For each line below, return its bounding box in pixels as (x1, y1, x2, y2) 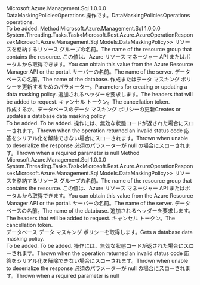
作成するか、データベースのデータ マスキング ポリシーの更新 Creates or (6, 106, 181, 113)
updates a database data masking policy (6, 113, 106, 119)
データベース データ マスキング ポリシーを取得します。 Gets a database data (6, 229, 193, 235)
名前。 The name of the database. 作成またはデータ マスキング (26, 76, 180, 83)
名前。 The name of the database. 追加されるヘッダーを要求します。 (26, 207, 194, 214)
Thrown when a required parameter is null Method (16, 150, 140, 156)
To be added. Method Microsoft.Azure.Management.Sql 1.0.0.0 (6, 25, 161, 32)
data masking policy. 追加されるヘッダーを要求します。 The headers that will (6, 91, 193, 98)
